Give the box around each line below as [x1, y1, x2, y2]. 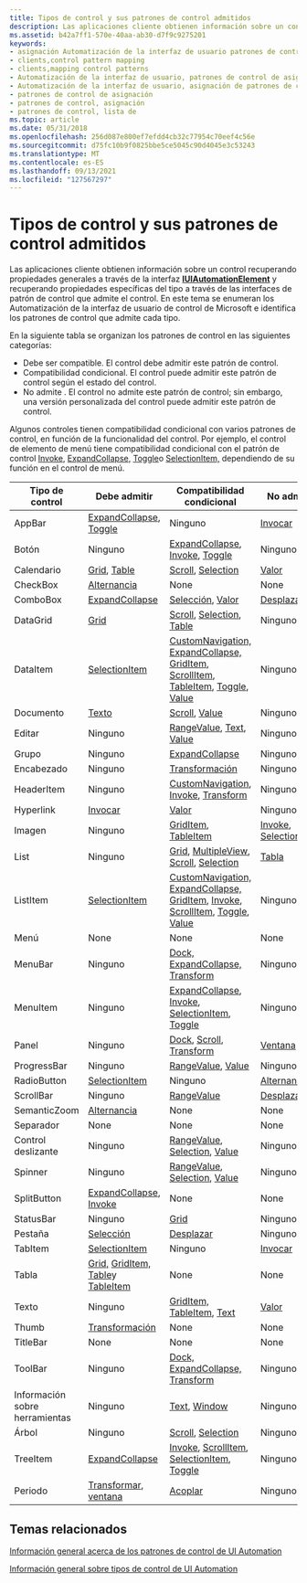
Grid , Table [88, 564, 135, 577]
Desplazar [168, 1227, 213, 1240]
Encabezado [14, 762, 69, 775]
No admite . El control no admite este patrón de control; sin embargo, [22, 387, 283, 398]
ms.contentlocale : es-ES [9, 157, 104, 167]
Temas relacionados [9, 1521, 128, 1536]
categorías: [9, 340, 52, 351]
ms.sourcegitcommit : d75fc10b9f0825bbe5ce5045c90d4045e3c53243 [9, 141, 256, 150]
